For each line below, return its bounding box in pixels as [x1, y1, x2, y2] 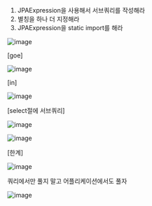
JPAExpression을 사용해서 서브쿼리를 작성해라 [17, 6, 146, 14]
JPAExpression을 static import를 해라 [17, 24, 123, 32]
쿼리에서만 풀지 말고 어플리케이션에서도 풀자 [7, 177, 127, 185]
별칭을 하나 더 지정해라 [17, 15, 80, 23]
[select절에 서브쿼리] [7, 107, 65, 114]
